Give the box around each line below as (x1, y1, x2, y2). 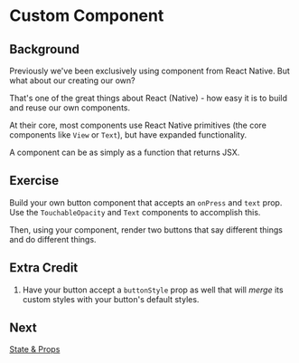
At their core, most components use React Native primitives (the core (9, 119, 266, 130)
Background (9, 42, 79, 57)
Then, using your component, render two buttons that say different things (9, 224, 283, 235)
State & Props (9, 344, 61, 355)
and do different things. (9, 234, 97, 244)
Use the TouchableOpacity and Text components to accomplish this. (9, 206, 261, 217)
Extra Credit (9, 260, 79, 276)
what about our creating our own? (9, 75, 135, 86)
